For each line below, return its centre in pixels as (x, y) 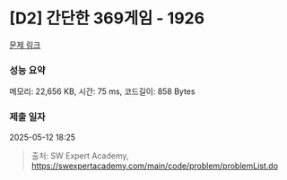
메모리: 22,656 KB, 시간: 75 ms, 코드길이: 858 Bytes (102, 91)
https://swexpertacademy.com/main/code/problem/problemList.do (155, 166)
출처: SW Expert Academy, (80, 155)
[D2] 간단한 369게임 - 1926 (107, 18)
